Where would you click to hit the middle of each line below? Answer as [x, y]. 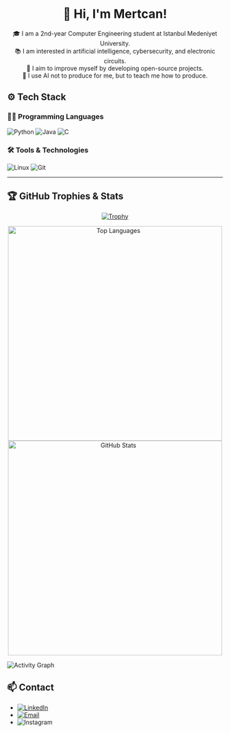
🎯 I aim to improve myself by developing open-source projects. [115, 68]
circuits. [115, 60]
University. [115, 43]
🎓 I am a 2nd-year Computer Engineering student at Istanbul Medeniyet [115, 33]
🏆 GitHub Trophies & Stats [65, 196]
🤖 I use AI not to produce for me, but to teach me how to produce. [115, 76]
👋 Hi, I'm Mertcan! [115, 14]
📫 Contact [31, 687]
